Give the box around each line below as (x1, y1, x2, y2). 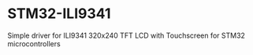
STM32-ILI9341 (7, 5, 111, 23)
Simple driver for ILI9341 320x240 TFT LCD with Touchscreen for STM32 (7, 31, 246, 40)
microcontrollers (7, 38, 61, 48)
